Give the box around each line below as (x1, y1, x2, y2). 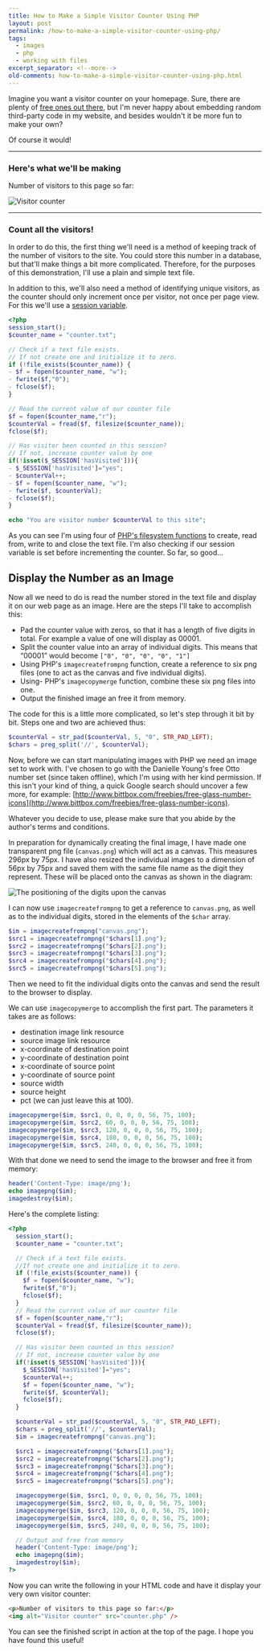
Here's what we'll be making (8, 162, 121, 174)
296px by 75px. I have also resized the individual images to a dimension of (8, 854, 255, 865)
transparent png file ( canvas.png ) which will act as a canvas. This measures (8, 846, 258, 856)
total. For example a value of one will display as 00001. (19, 634, 202, 643)
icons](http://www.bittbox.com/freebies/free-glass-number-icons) (8, 798, 228, 807)
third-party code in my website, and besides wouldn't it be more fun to (8, 110, 243, 121)
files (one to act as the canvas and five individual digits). (19, 668, 207, 678)
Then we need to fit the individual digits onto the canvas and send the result (8, 979, 260, 989)
